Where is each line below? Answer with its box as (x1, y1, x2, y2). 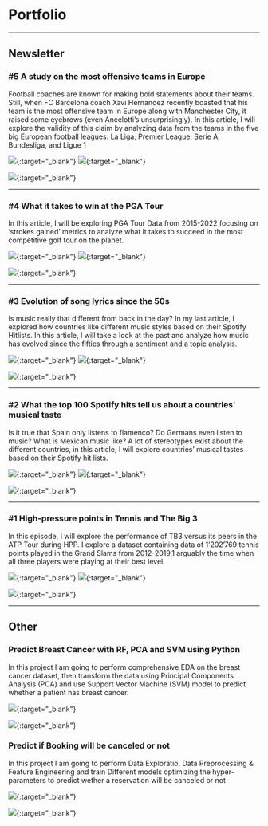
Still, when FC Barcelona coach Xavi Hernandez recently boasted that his (8, 97, 249, 107)
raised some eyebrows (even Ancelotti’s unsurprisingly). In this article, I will (8, 114, 255, 124)
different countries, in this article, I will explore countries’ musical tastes (8, 444, 244, 454)
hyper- (212, 767, 235, 777)
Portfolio (8, 6, 67, 24)
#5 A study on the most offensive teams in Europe (8, 71, 206, 82)
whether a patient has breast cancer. (8, 687, 129, 697)
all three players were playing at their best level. (8, 557, 165, 566)
